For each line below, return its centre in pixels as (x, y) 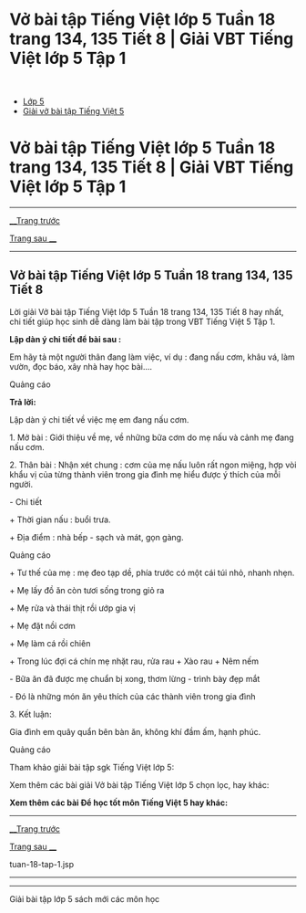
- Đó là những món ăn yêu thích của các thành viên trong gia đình (133, 696)
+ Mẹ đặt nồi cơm (42, 625)
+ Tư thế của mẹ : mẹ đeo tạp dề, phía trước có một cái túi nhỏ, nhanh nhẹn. (152, 572)
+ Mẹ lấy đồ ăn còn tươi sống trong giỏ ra (87, 590)
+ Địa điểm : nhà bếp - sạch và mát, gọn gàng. (97, 537)
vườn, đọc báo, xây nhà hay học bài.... (81, 366)
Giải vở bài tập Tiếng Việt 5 (73, 110)
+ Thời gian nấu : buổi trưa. (60, 519)
